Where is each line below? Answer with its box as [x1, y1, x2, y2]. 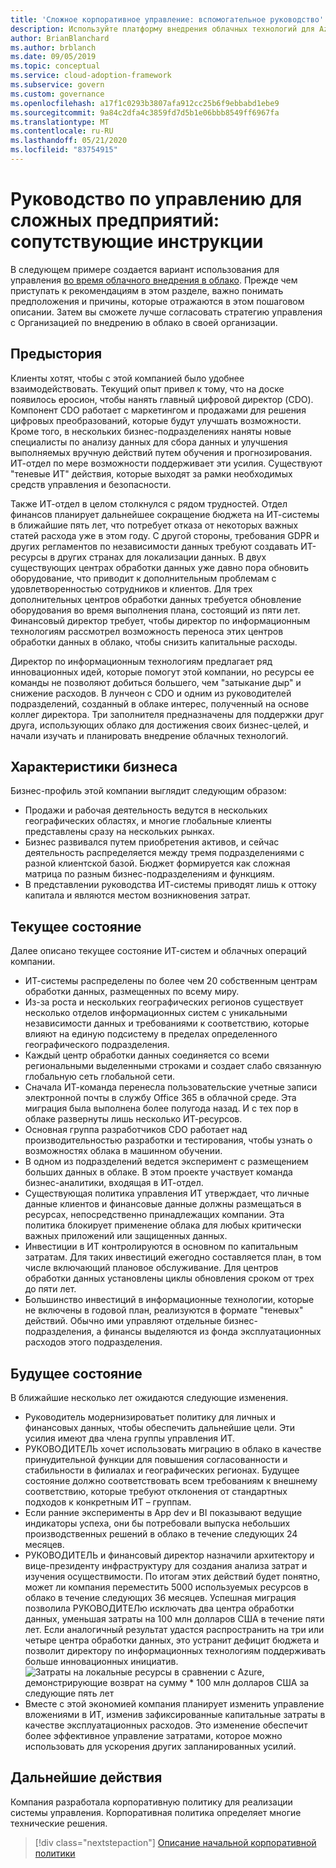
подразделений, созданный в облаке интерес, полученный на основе [10, 697, 310, 710]
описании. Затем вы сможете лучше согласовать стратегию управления [10, 306, 323, 318]
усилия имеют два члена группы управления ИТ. [24, 1432, 236, 1445]
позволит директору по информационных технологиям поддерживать [24, 1645, 327, 1657]
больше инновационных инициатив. [24, 1656, 179, 1668]
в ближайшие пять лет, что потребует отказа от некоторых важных [10, 519, 299, 531]
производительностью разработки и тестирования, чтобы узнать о [24, 1134, 313, 1146]
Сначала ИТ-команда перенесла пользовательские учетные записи [24, 1081, 318, 1093]
